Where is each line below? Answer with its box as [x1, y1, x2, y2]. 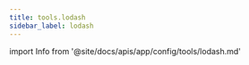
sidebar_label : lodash [9, 21, 94, 30]
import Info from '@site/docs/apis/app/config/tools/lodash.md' [9, 45, 242, 56]
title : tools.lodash [9, 12, 87, 22]
